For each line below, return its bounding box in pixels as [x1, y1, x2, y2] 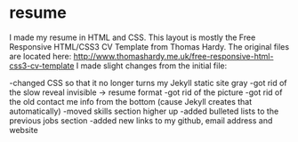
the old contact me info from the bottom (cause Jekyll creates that [9, 96, 253, 106]
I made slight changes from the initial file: [76, 60, 228, 71]
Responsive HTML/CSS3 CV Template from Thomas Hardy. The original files [9, 41, 290, 51]
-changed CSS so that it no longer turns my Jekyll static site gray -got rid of [9, 77, 287, 88]
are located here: [9, 51, 72, 61]
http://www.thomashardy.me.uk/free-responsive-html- [73, 51, 274, 61]
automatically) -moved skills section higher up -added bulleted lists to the [9, 106, 279, 116]
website [9, 124, 38, 135]
